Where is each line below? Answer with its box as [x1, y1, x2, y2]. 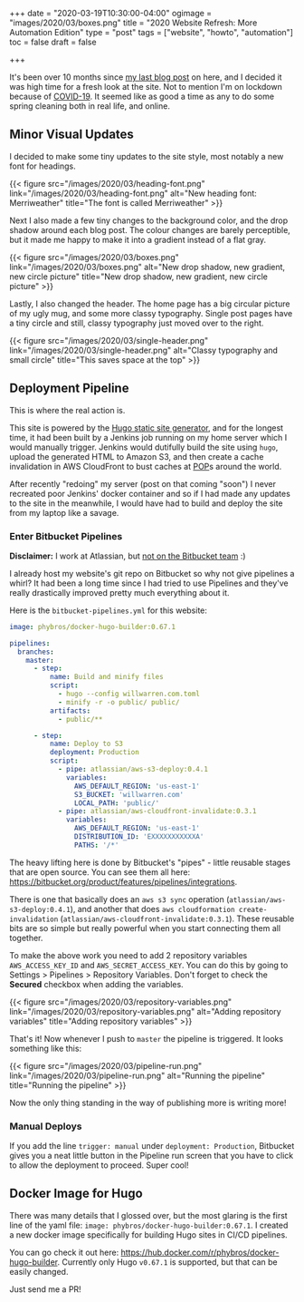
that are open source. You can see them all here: [9, 866, 191, 878]
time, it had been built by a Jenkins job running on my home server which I [9, 432, 288, 442]
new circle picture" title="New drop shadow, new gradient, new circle [9, 271, 269, 282]
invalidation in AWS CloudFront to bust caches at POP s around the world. [9, 461, 282, 471]
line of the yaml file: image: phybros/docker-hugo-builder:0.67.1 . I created [9, 1219, 289, 1230]
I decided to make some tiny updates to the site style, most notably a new [9, 151, 284, 161]
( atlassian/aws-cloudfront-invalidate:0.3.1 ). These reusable [60, 913, 295, 924]
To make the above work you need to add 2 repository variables [9, 949, 248, 960]
